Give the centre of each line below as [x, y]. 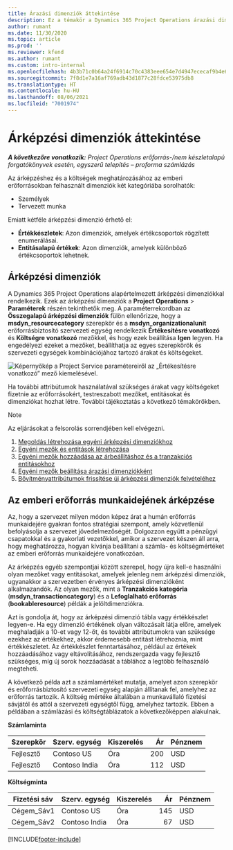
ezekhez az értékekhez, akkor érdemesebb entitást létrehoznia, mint [105, 639]
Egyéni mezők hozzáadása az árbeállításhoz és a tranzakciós [105, 456]
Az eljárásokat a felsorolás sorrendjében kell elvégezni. [86, 428]
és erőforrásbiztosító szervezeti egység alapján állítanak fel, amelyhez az [112, 689]
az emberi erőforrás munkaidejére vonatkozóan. [76, 554]
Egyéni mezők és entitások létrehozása [74, 449]
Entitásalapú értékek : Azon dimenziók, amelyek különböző [102, 247]
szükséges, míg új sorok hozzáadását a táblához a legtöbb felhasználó [109, 662]
